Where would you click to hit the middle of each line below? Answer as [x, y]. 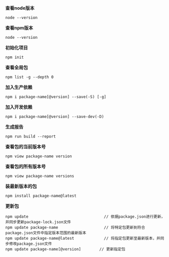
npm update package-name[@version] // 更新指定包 [65, 249]
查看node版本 [20, 8]
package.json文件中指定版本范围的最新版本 [46, 233]
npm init [15, 57]
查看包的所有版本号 [26, 166]
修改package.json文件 [30, 244]
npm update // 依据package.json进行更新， [85, 217]
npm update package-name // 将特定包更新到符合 [75, 227]
